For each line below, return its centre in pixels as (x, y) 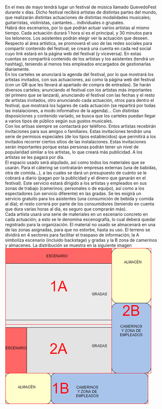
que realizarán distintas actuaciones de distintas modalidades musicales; (78, 17)
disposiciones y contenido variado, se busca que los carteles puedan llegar (81, 116)
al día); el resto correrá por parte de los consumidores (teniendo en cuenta (80, 204)
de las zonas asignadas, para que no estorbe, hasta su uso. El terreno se (78, 230)
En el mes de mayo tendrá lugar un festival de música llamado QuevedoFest (81, 7)
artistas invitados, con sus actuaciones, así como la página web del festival (80, 79)
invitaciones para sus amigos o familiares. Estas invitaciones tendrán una (78, 131)
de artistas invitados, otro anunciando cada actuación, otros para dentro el (80, 100)
